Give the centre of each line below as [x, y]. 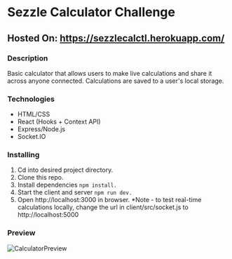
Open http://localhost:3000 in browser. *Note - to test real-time [109, 200]
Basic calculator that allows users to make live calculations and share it [110, 73]
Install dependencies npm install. [67, 185]
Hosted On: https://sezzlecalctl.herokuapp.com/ [116, 38]
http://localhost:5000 [48, 215]
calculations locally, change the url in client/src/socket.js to [103, 207]
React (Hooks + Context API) [59, 122]
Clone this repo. [40, 178]
